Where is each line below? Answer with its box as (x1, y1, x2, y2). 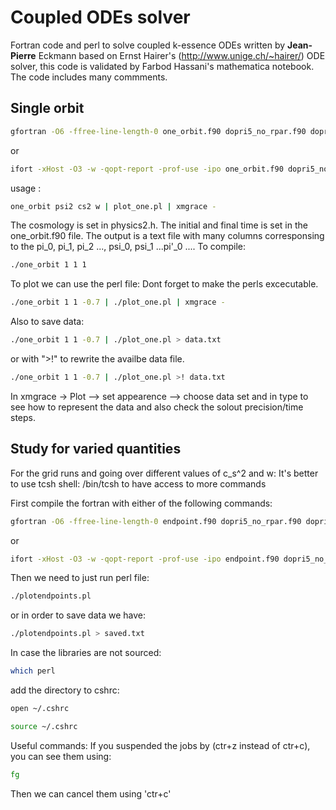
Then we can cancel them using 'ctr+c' (10, 787, 172, 800)
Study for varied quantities (10, 441, 182, 458)
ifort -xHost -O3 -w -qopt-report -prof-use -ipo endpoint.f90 (10, 554, 280, 564)
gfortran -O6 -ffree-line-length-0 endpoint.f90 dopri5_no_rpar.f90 (10, 516, 302, 526)
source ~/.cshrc (10, 721, 78, 731)
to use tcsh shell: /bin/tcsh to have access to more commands (10, 477, 267, 490)
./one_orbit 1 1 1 (10, 260, 87, 270)
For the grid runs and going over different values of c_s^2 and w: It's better (10, 467, 319, 479)
